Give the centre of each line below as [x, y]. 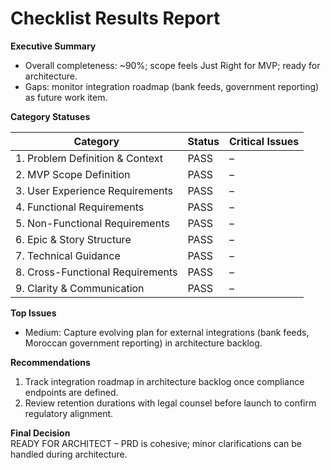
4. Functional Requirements [80, 207]
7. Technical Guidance [68, 255]
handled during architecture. [69, 454]
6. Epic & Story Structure [73, 239]
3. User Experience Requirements [94, 190]
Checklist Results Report [115, 18]
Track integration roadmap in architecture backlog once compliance [164, 381]
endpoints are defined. [71, 392]
